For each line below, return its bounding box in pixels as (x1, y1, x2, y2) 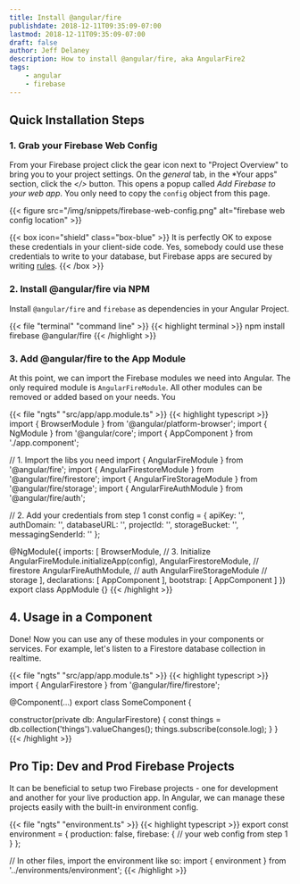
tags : (9, 63, 29, 72)
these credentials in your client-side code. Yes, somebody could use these (9, 242, 284, 253)
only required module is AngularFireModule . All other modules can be (9, 381, 262, 393)
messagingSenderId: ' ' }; (9, 529, 101, 539)
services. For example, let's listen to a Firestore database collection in (9, 643, 266, 654)
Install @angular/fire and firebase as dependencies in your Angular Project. (9, 303, 290, 313)
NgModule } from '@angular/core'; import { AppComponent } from (9, 428, 253, 438)
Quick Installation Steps (9, 113, 145, 128)
